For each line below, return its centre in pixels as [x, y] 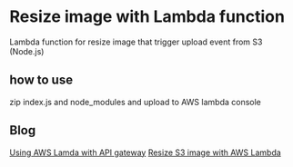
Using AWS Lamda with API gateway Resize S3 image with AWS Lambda [146, 152]
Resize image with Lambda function [147, 17]
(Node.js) [27, 51]
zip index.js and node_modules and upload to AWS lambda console [135, 102]
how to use [41, 80]
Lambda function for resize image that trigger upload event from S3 [136, 42]
